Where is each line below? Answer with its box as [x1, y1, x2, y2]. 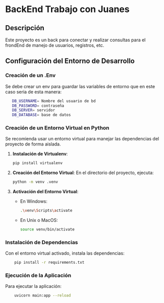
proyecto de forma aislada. [5, 141, 62, 147]
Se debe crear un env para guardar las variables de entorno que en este [5, 83, 155, 89]
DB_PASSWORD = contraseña [12, 103, 65, 108]
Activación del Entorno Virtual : [12, 189, 79, 195]
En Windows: [20, 198, 48, 204]
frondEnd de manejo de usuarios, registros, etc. [5, 42, 104, 48]
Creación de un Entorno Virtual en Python [5, 124, 110, 131]
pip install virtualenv [12, 161, 63, 166]
